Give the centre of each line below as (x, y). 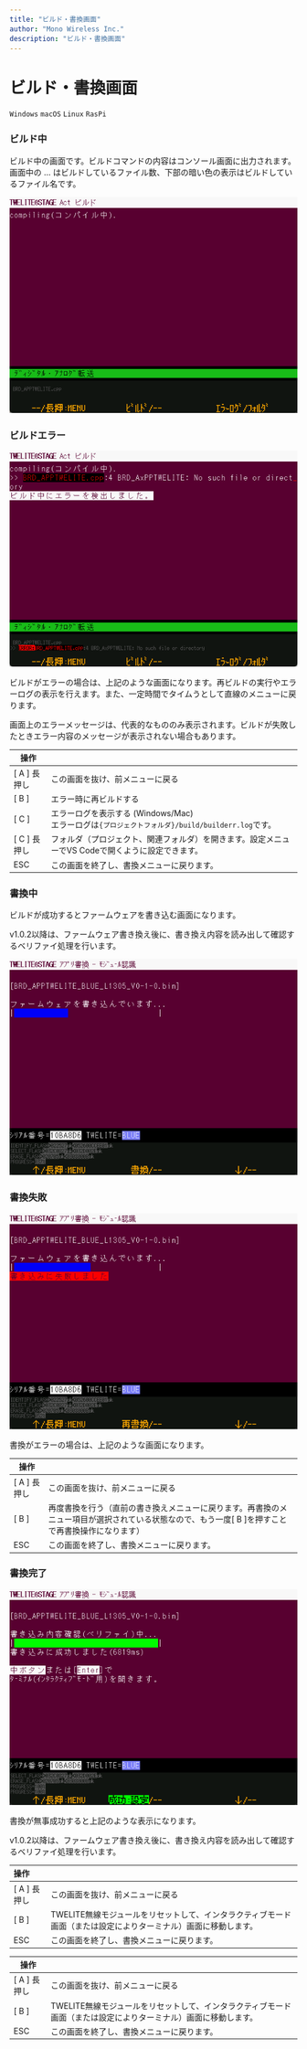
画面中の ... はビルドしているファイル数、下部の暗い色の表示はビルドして (147, 172)
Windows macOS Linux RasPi (58, 114)
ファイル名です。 (49, 184)
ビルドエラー (38, 435)
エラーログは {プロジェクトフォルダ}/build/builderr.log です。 (164, 825)
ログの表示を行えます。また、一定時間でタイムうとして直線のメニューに (153, 694)
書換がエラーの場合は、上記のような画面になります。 (109, 1445)
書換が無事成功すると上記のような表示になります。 (105, 1821)
